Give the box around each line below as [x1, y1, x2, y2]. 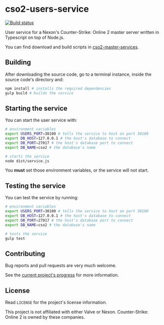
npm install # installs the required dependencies [5, 86, 111, 91]
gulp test [5, 236, 26, 241]
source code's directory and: [5, 76, 64, 82]
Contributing [5, 249, 45, 258]
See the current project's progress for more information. [5, 272, 119, 278]
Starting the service [5, 104, 67, 113]
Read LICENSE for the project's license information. [5, 299, 107, 305]
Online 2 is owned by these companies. [5, 314, 85, 320]
